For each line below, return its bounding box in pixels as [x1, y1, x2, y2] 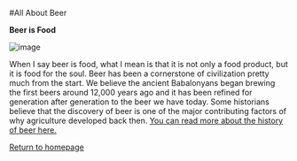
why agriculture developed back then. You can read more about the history [9, 115, 284, 126]
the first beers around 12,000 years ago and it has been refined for [9, 88, 253, 97]
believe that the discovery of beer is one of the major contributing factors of [9, 106, 287, 116]
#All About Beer [9, 8, 67, 18]
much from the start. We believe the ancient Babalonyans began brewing [9, 78, 276, 88]
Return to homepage [9, 142, 84, 152]
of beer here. [9, 125, 58, 135]
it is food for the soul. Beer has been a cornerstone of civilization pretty [9, 68, 270, 79]
